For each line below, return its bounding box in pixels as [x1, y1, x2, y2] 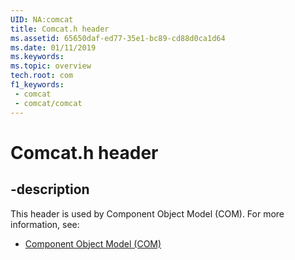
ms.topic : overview [10, 61, 92, 71]
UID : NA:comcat [10, 14, 74, 25]
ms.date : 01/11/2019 [10, 42, 97, 53]
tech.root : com [10, 71, 74, 81]
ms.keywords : [10, 52, 65, 62]
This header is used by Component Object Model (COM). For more [10, 207, 285, 220]
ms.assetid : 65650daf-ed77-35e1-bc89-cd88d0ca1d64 [10, 33, 226, 43]
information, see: [10, 218, 80, 230]
